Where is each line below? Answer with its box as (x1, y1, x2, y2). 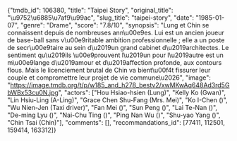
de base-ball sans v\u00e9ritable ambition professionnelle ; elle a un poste (7, 36, 225, 44)
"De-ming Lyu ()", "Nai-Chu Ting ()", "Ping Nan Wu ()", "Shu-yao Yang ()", (7, 111, 221, 119)
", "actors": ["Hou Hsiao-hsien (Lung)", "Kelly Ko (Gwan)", (58, 88, 226, 97)
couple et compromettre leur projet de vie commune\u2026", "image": (7, 73, 212, 82)
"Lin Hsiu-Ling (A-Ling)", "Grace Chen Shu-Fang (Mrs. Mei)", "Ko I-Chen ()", (7, 96, 228, 104)
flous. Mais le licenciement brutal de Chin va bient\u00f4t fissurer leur (7, 66, 211, 74)
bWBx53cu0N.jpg (7, 88, 59, 97)
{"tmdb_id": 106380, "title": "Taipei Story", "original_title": (7, 6, 174, 14)
